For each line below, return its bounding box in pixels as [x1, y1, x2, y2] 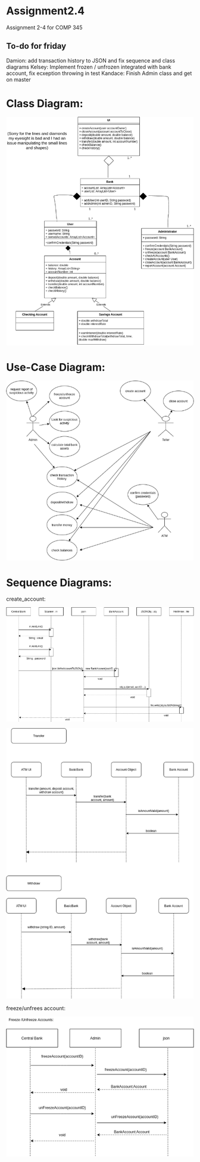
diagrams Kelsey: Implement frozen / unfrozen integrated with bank [6, 63, 171, 70]
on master [6, 76, 31, 83]
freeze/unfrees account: [6, 1004, 65, 1011]
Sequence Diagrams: [6, 576, 112, 589]
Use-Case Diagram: [6, 361, 105, 374]
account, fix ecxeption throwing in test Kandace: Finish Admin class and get [6, 70, 192, 77]
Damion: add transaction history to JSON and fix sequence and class [6, 57, 176, 64]
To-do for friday [6, 41, 67, 51]
